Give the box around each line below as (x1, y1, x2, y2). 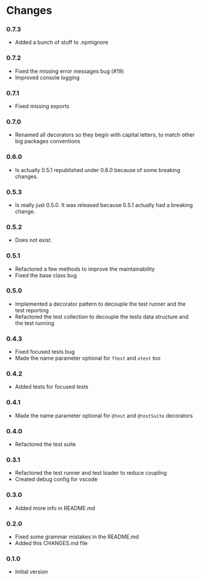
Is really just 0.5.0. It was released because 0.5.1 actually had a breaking (14, 201, 193, 208)
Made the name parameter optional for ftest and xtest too (14, 354, 161, 362)
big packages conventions (14, 138, 80, 145)
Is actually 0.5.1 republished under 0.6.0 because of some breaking (14, 166, 181, 173)
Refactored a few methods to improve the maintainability (14, 265, 155, 273)
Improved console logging (14, 73, 80, 81)
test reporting (14, 306, 49, 313)
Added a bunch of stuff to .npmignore (14, 39, 109, 46)
